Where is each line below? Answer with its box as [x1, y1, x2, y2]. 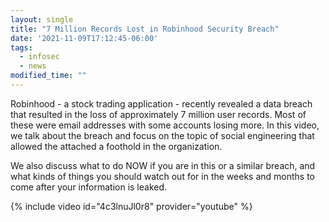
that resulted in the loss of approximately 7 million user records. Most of [10, 108, 307, 120]
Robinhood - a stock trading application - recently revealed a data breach [10, 97, 313, 110]
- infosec [19, 52, 60, 62]
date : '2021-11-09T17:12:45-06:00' [10, 33, 159, 43]
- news [19, 61, 47, 71]
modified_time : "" [10, 71, 87, 81]
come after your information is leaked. [10, 181, 168, 193]
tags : [10, 42, 33, 53]
